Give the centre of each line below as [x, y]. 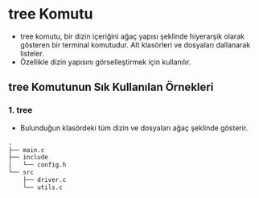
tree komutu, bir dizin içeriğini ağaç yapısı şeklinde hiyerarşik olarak [132, 36]
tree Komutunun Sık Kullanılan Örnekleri [111, 87]
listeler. [32, 53]
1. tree [21, 110]
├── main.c [27, 150]
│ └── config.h [37, 165]
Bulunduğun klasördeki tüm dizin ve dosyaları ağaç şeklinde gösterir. [134, 128]
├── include [28, 158]
